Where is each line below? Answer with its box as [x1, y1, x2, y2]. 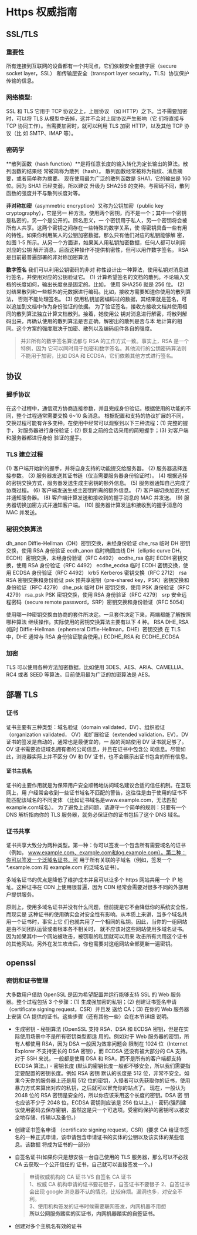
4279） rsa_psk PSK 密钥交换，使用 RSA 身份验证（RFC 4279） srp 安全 [6, 591, 182, 598]
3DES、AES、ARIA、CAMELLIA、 [105, 664, 188, 671]
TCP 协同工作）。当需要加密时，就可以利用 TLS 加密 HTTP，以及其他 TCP [6, 122, 183, 129]
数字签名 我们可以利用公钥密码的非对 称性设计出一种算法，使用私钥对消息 [6, 266, 184, 274]
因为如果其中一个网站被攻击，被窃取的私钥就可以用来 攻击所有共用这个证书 [6, 933, 188, 940]
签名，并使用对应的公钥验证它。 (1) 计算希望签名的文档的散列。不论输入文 [11, 274, 189, 281]
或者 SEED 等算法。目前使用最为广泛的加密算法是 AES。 [18, 671, 154, 678]
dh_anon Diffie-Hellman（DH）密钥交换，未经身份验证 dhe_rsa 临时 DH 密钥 [6, 540, 191, 547]
